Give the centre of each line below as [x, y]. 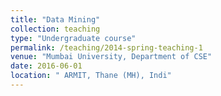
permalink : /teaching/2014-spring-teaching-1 [106, 47]
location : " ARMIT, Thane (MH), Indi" [91, 76]
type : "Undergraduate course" [73, 38]
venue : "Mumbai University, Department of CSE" [111, 57]
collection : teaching [55, 29]
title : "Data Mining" [55, 19]
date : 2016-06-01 [46, 66]
